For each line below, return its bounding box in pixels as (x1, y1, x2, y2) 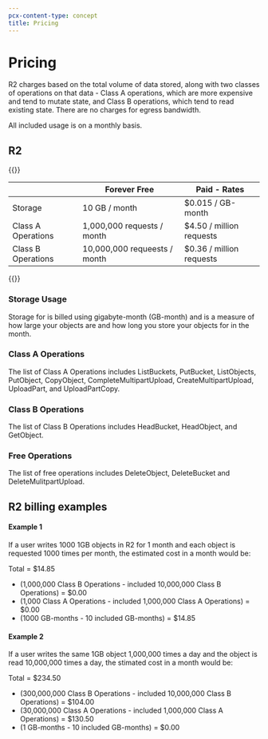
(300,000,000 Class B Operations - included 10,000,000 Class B (19, 689, 232, 698)
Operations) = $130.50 (19, 714, 94, 724)
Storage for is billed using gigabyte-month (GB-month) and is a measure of (8, 312, 255, 322)
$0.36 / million (184, 243, 239, 255)
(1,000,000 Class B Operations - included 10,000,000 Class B (19, 579, 222, 589)
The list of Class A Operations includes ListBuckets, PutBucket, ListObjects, (8, 366, 257, 376)
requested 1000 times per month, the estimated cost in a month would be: (8, 548, 251, 559)
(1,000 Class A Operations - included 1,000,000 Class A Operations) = (19, 596, 250, 607)
